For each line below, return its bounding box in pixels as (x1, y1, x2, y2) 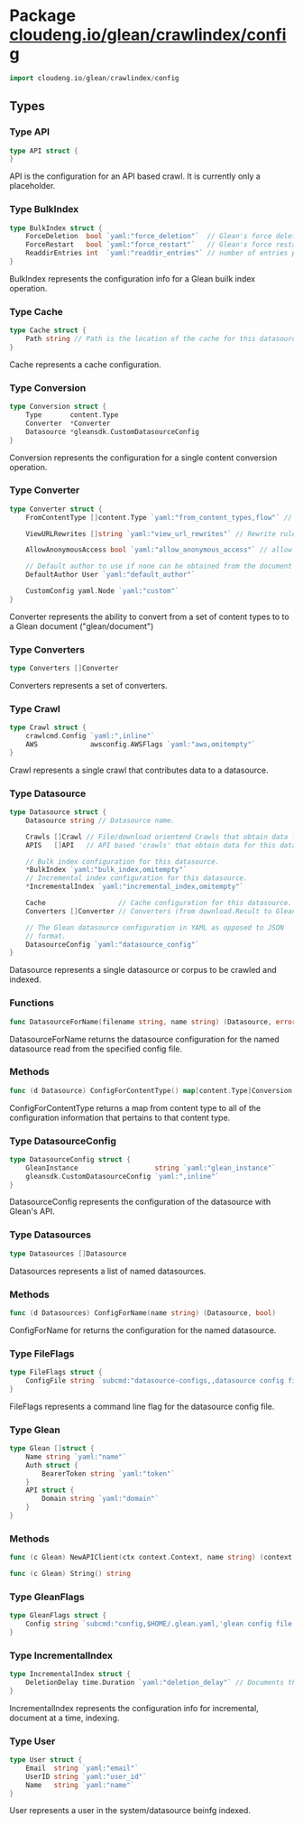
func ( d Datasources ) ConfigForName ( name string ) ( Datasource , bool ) (9, 1308, 277, 1318)
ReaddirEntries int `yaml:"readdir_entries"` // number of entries (25, 249, 289, 258)
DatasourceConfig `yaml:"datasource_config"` (25, 940, 200, 949)
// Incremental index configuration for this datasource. (25, 874, 248, 883)
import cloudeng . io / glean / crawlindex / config (9, 73, 179, 82)
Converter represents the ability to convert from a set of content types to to (9, 611, 290, 622)
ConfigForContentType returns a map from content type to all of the (9, 1102, 262, 1113)
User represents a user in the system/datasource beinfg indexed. (9, 1805, 251, 1816)
